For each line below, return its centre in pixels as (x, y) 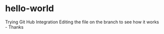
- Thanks (14, 27)
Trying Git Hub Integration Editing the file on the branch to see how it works (82, 22)
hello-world (30, 8)
